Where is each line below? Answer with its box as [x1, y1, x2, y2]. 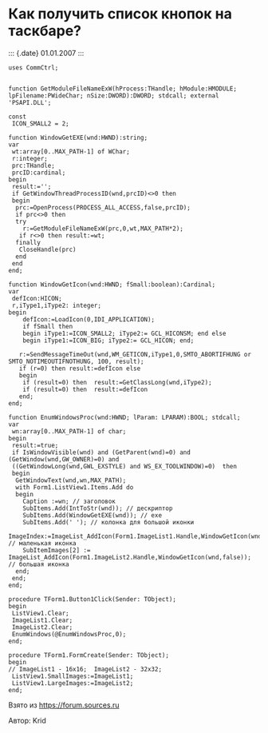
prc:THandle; [11, 161, 56, 169]
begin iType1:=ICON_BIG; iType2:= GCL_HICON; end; [22, 337, 195, 345]
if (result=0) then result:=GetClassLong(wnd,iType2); [22, 378, 213, 386]
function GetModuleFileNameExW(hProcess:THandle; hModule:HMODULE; [8, 85, 238, 93]
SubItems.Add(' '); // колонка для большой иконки [22, 518, 195, 526]
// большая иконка [8, 560, 69, 568]
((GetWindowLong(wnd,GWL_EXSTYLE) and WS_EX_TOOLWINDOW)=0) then [11, 462, 238, 470]
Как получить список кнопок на [8, 5, 233, 23]
